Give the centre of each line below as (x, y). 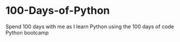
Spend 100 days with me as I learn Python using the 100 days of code (90, 26)
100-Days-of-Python (58, 11)
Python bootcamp (27, 32)
